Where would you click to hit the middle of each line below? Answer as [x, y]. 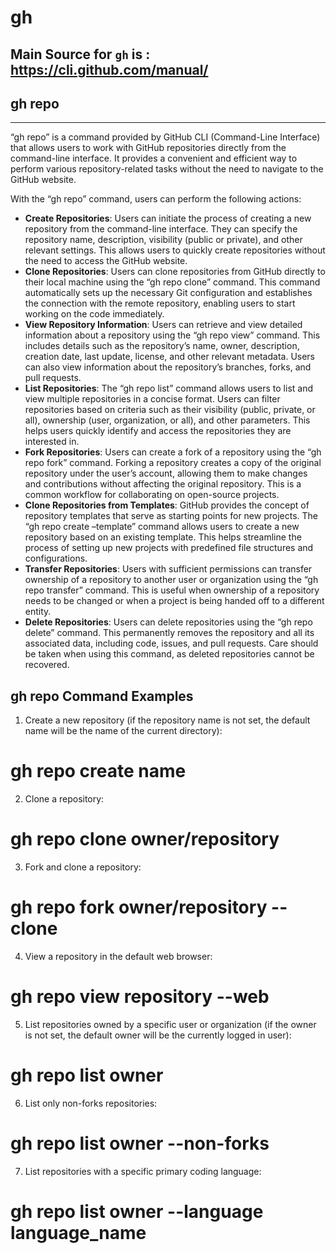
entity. [38, 612]
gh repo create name [98, 771]
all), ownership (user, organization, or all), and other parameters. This [167, 420]
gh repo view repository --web [140, 997]
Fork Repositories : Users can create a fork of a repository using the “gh [173, 452]
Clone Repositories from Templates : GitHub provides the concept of [167, 505]
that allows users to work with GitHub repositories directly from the [148, 148]
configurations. [56, 558]
